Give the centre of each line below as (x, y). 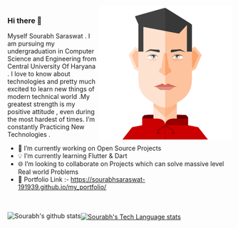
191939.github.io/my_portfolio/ (62, 187)
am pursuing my (31, 43)
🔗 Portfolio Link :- (43, 180)
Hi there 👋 (25, 21)
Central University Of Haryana (52, 66)
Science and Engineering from (52, 59)
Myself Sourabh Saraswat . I (49, 36)
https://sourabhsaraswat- (108, 180)
